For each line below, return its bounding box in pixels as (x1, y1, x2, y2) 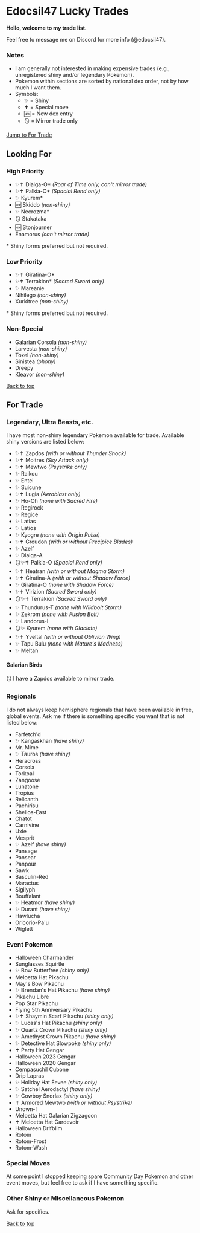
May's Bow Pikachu (14, 980, 64, 987)
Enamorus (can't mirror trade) (14, 230, 90, 238)
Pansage (14, 847, 37, 855)
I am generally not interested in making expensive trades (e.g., (14, 65, 170, 72)
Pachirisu (14, 802, 39, 809)
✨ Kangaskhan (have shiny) (14, 737, 84, 744)
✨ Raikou (14, 470, 38, 477)
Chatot (14, 815, 32, 822)
